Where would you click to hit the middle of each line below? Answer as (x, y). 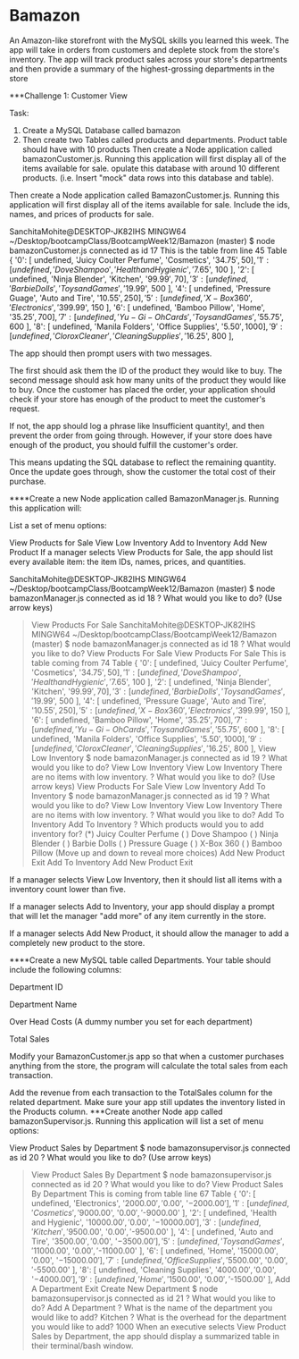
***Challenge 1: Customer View (68, 96)
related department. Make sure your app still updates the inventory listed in (147, 1102)
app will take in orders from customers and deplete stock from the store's (144, 49)
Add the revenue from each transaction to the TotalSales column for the (141, 1093)
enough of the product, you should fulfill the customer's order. (124, 444)
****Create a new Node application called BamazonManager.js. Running (144, 498)
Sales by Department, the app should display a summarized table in (155, 1336)
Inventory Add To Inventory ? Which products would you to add (147, 824)
